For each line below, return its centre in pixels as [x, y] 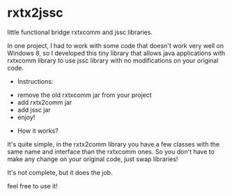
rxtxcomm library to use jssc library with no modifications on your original [113, 60]
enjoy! [26, 117]
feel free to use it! [32, 186]
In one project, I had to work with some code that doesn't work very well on [116, 45]
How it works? [38, 130]
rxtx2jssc [36, 13]
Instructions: [35, 81]
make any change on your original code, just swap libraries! [93, 159]
